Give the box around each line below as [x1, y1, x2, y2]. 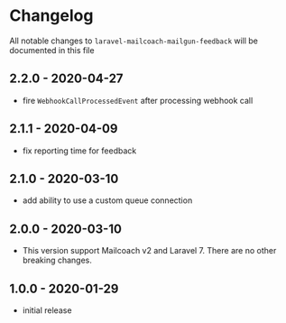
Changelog [9, 5, 94, 26]
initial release [22, 305, 72, 316]
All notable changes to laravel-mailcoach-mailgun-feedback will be [9, 35, 259, 46]
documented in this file [9, 44, 95, 55]
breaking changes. [22, 254, 93, 266]
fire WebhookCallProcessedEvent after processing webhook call [22, 95, 254, 106]
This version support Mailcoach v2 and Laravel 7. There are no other [22, 245, 277, 256]
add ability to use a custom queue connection [22, 195, 193, 206]
